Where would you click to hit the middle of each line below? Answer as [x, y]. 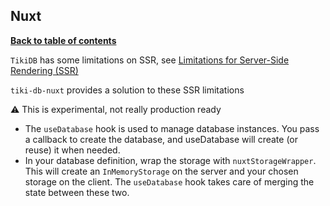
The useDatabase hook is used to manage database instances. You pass [172, 128]
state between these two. [77, 192]
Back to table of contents [63, 40]
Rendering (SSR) [44, 70]
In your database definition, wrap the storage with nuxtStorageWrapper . [170, 160]
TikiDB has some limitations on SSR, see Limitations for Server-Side [150, 60]
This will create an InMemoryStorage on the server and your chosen [161, 171]
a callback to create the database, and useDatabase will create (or [161, 139]
